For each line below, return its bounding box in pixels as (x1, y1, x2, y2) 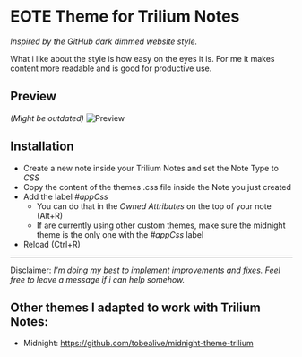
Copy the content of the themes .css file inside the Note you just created (22, 181, 292, 192)
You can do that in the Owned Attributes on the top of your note (36, 200, 272, 212)
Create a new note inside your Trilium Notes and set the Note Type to (22, 162, 279, 173)
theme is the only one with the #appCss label (36, 229, 204, 239)
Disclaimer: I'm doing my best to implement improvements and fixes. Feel (10, 265, 280, 275)
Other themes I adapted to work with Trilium (10, 300, 261, 315)
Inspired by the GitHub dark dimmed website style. (10, 36, 198, 47)
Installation (10, 139, 74, 154)
